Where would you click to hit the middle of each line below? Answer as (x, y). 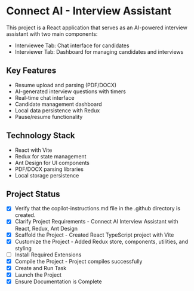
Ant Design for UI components (52, 163)
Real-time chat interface (44, 97)
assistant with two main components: (52, 33)
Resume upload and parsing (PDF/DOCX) (66, 85)
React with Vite (33, 150)
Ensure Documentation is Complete (58, 281)
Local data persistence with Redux (57, 110)
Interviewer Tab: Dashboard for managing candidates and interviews (99, 51)
